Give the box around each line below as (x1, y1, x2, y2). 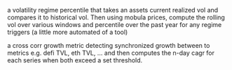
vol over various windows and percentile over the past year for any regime (7, 21, 222, 28)
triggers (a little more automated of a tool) (7, 28, 128, 36)
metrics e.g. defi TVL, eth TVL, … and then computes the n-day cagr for (7, 49, 215, 57)
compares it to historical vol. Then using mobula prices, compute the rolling (7, 13, 226, 21)
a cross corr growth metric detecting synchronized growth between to (7, 42, 210, 49)
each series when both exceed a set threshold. (7, 56, 143, 64)
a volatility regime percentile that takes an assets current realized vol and (7, 6, 219, 14)
